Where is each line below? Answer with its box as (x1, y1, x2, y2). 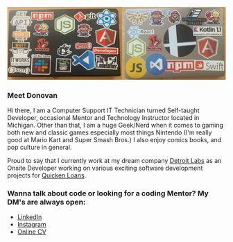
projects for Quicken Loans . (7, 171, 87, 180)
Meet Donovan (7, 90, 58, 100)
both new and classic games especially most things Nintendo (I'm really (7, 128, 212, 137)
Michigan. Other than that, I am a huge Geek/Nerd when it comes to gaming (7, 121, 223, 130)
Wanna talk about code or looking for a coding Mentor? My (7, 189, 209, 198)
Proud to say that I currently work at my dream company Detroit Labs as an (7, 157, 222, 165)
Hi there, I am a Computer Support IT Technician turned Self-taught (7, 106, 200, 114)
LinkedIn (17, 213, 42, 221)
